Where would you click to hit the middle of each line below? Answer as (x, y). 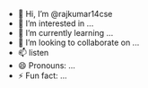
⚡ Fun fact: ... (42, 75)
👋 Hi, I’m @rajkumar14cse (65, 14)
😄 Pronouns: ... (47, 66)
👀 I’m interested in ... (56, 23)
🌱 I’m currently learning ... (65, 33)
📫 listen (33, 53)
